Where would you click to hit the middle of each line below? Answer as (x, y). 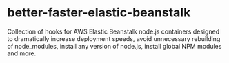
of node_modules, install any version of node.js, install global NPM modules (114, 46)
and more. (22, 53)
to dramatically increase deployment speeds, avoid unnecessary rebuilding (114, 38)
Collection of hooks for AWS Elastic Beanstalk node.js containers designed (113, 32)
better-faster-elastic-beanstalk (99, 13)
